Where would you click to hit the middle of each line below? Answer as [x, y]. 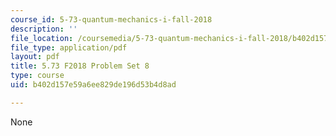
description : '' [44, 29]
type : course [37, 76]
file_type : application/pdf [69, 47]
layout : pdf [35, 57]
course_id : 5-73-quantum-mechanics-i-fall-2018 [111, 19]
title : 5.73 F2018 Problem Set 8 [80, 66]
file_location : [42, 38]
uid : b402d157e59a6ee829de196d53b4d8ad [93, 85]
